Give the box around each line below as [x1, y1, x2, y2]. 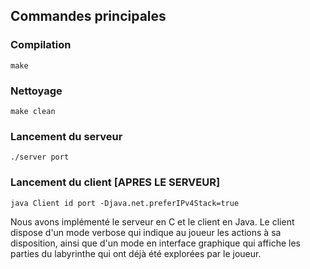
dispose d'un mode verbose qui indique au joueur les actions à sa [10, 226, 282, 238]
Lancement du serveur [10, 129, 123, 143]
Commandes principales [10, 8, 167, 25]
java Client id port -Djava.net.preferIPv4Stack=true [10, 198, 240, 208]
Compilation [10, 38, 72, 52]
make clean [10, 106, 56, 116]
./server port [10, 152, 70, 163]
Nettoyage [10, 84, 63, 98]
